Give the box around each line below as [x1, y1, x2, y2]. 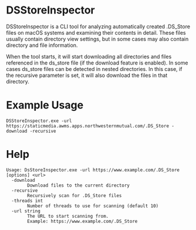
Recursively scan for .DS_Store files [27, 192, 122, 198]
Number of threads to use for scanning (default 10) [27, 203, 159, 209]
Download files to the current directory [27, 182, 130, 188]
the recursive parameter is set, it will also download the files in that [6, 72, 168, 79]
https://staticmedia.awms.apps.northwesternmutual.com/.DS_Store [6, 123, 169, 129]
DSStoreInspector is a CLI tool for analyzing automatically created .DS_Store [6, 23, 191, 30]
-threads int [11, 198, 43, 204]
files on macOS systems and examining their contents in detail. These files [6, 29, 186, 36]
